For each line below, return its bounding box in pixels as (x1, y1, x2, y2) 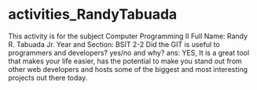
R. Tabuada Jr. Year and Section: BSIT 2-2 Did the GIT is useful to (8, 39, 220, 49)
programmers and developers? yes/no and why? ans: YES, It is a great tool (8, 48, 250, 57)
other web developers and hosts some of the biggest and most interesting (8, 64, 248, 74)
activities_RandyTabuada (8, 5, 178, 23)
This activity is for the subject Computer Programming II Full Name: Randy (8, 31, 248, 41)
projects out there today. (8, 73, 88, 82)
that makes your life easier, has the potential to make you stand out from (8, 56, 242, 66)
